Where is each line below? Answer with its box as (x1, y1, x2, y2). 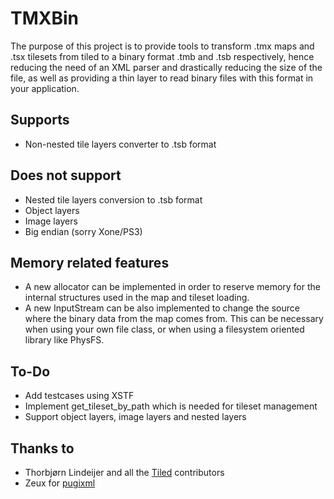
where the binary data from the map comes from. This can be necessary (24, 313, 324, 325)
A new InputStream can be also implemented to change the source (24, 302, 300, 314)
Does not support (10, 167, 122, 184)
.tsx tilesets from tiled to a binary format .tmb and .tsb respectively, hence (10, 50, 315, 62)
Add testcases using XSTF (24, 390, 135, 402)
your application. (10, 82, 80, 94)
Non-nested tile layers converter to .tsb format (24, 138, 217, 150)
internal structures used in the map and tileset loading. (24, 292, 250, 304)
